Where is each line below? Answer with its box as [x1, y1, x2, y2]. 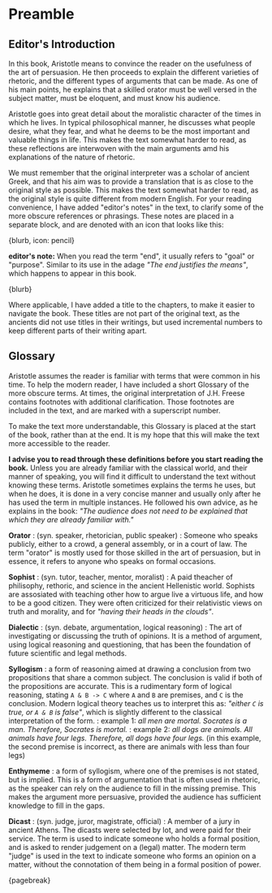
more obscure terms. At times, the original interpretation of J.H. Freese [8, 388, 245, 398]
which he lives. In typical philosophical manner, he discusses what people [8, 118, 256, 127]
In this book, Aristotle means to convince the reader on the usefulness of [8, 59, 253, 68]
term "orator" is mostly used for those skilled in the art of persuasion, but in [8, 548, 261, 557]
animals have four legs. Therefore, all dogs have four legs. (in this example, [8, 733, 261, 743]
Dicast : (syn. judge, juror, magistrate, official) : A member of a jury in [8, 816, 240, 826]
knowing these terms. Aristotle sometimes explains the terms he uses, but [8, 480, 256, 490]
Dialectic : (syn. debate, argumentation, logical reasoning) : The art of [8, 622, 242, 632]
